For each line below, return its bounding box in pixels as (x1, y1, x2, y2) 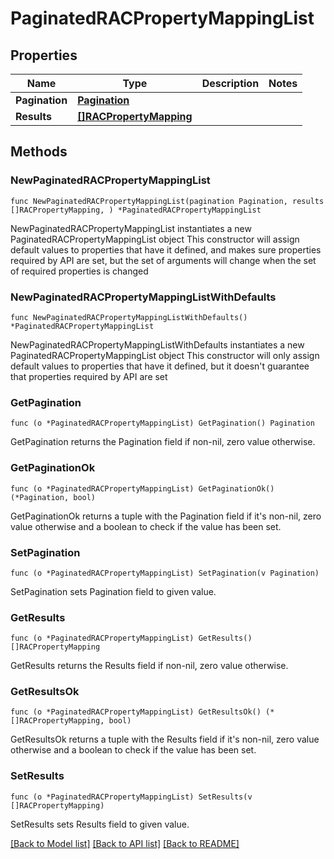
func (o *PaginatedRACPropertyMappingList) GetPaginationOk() (10, 483, 275, 494)
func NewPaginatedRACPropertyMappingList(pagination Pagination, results (10, 196, 325, 206)
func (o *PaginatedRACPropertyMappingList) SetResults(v (10, 792, 253, 802)
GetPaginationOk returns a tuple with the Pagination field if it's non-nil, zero (10, 510, 322, 522)
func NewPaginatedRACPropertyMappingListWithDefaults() (10, 312, 248, 322)
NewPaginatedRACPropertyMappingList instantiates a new (10, 222, 252, 234)
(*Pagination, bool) (10, 492, 97, 502)
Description (201, 77, 260, 90)
